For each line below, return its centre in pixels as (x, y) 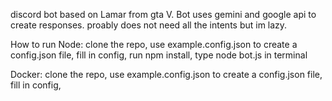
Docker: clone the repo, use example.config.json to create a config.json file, (166, 74)
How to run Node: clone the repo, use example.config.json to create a (154, 44)
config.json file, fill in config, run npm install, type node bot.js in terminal (159, 55)
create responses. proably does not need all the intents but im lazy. (149, 25)
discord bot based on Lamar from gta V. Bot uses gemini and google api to (163, 14)
